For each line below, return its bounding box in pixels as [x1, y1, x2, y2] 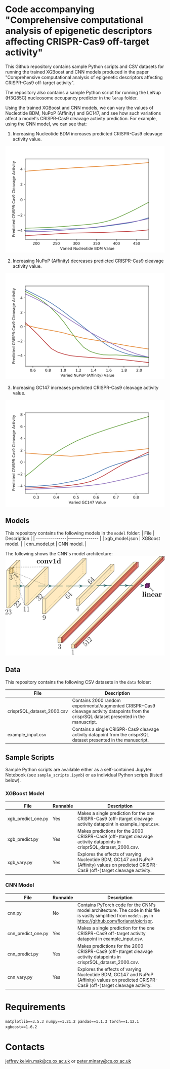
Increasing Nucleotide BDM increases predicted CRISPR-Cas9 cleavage [12, 130, 163, 136]
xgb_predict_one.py [7, 815, 49, 822]
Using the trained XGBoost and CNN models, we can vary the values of [5, 104, 154, 111]
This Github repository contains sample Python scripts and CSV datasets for [5, 63, 164, 69]
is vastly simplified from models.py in [77, 913, 153, 919]
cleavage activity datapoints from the [72, 708, 150, 715]
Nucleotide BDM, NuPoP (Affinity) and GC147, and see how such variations [5, 110, 161, 116]
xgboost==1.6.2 [5, 1024, 37, 1030]
